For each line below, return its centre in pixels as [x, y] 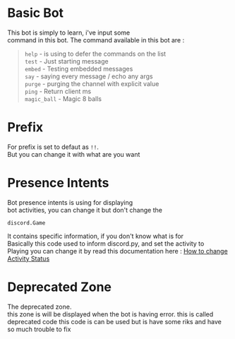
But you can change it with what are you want [74, 154]
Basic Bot [36, 13]
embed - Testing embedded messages [79, 69]
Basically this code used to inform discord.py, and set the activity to [106, 243]
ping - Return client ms [58, 91]
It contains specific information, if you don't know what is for [96, 236]
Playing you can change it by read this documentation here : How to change [117, 251]
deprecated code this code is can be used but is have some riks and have [115, 321]
